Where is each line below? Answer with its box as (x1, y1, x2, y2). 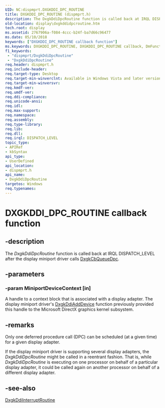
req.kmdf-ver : (5, 85, 34, 90)
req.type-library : (5, 122, 43, 127)
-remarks (5, 321, 34, 329)
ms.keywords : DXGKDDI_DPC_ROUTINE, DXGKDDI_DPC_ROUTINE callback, (5, 44, 144, 49)
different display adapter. (5, 370, 56, 375)
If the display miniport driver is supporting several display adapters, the (5, 349, 149, 355)
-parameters (5, 270, 45, 279)
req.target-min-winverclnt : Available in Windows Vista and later (5, 76, 144, 81)
